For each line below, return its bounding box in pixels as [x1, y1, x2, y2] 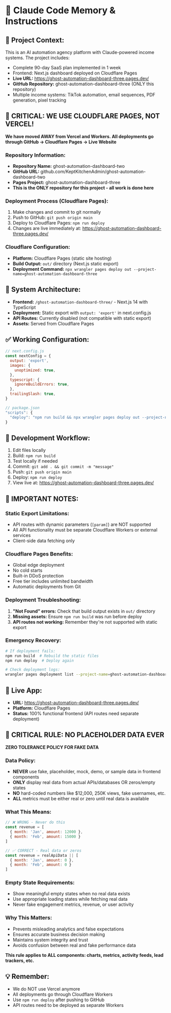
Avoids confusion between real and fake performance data [12, 942, 136, 948]
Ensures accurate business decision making [12, 931, 105, 938]
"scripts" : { [5, 410, 33, 415]
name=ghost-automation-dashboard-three [12, 271, 98, 276]
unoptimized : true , [14, 367, 56, 373]
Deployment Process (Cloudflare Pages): [5, 197, 108, 205]
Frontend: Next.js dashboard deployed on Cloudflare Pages [12, 70, 137, 76]
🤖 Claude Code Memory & [5, 5, 116, 16]
